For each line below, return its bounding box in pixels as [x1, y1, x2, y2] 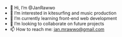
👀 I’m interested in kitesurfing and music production [9, 10, 116, 16]
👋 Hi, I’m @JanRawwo [9, 5, 55, 10]
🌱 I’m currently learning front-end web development [9, 15, 117, 21]
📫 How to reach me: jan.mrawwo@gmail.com [9, 26, 105, 32]
